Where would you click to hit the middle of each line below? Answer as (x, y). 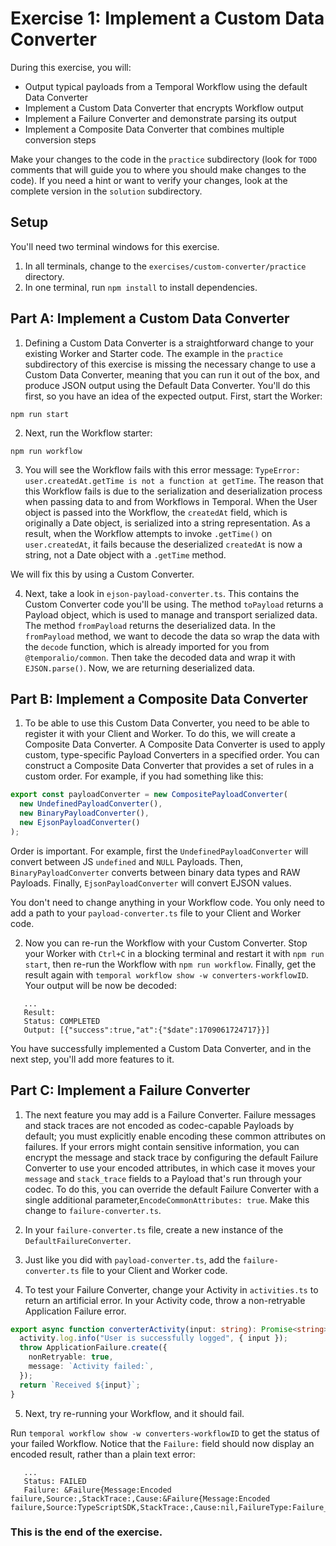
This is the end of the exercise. (86, 1532)
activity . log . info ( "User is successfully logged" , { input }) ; (153, 1338)
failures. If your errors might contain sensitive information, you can (162, 1146)
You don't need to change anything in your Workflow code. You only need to (167, 902)
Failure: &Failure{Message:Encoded (97, 1490)
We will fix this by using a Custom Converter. (102, 574)
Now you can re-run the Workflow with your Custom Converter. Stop (166, 943)
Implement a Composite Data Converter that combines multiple (154, 129)
